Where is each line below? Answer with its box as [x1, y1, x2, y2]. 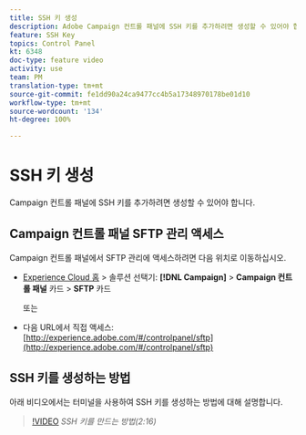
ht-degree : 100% [9, 115, 71, 124]
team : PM [9, 73, 43, 82]
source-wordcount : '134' [9, 107, 104, 116]
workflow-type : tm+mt [9, 98, 92, 108]
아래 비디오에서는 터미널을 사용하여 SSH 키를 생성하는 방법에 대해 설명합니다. [9, 396, 283, 407]
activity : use [9, 65, 64, 74]
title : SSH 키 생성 [9, 13, 77, 23]
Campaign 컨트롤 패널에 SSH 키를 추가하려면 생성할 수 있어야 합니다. [9, 197, 256, 208]
